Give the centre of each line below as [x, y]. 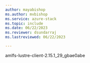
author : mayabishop [25, 10]
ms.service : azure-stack [31, 19]
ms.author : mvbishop [27, 14]
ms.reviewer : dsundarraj [31, 32]
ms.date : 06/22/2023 [27, 28]
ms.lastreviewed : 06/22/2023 [35, 37]
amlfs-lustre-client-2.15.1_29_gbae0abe [45, 55]
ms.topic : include [24, 23]
